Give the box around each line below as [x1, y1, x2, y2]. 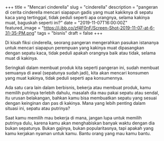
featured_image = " [5, 25, 44, 31]
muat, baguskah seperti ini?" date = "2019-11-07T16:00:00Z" [5, 20, 128, 25]
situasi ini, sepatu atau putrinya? [5, 105, 70, 111]
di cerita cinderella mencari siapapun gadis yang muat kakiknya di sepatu [5, 9, 153, 15]
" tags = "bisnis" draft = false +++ [34, 30, 103, 36]
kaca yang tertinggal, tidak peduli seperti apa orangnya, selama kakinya [5, 15, 150, 20]
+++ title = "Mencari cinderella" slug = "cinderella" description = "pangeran [5, 4, 158, 10]
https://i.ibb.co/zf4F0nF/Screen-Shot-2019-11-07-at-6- [44, 25, 155, 31]
